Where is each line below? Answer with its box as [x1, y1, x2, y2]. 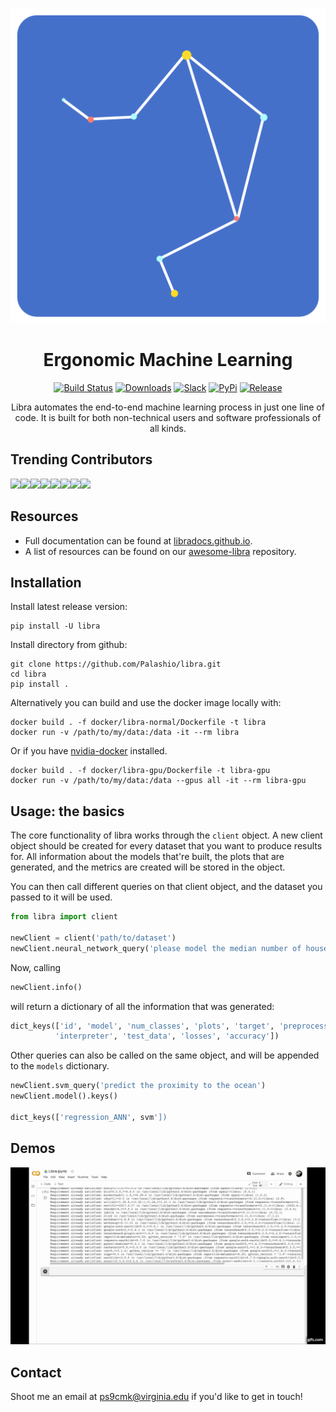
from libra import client [10, 912, 118, 922]
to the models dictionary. [10, 1060, 110, 1072]
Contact [10, 1364, 62, 1381]
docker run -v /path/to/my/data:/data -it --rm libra [10, 728, 240, 738]
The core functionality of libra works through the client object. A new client [10, 829, 323, 842]
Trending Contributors [10, 451, 153, 468]
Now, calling [10, 961, 62, 973]
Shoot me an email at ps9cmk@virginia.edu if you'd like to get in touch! [10, 1390, 303, 1402]
